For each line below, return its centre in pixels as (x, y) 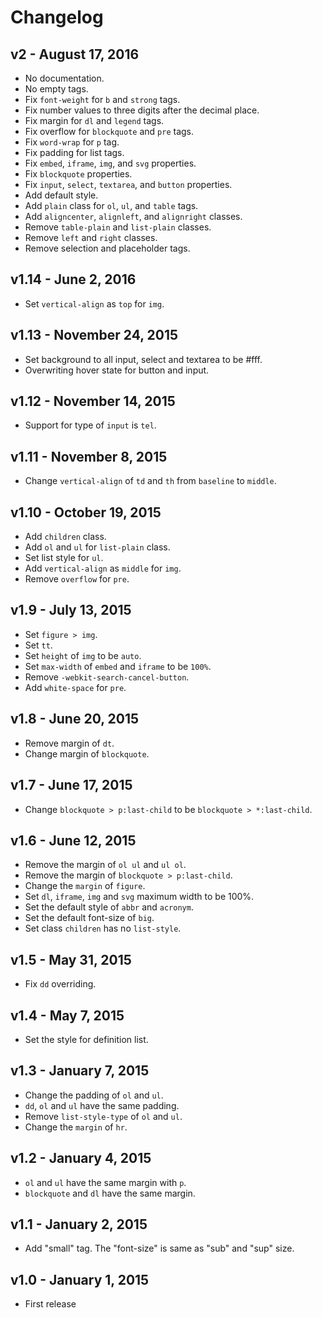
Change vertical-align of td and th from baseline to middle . (150, 481)
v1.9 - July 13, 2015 (71, 610)
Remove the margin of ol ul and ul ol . (105, 865)
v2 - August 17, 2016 (75, 54)
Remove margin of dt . (69, 743)
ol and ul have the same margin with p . (105, 1182)
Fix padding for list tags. (74, 152)
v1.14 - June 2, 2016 (73, 279)
